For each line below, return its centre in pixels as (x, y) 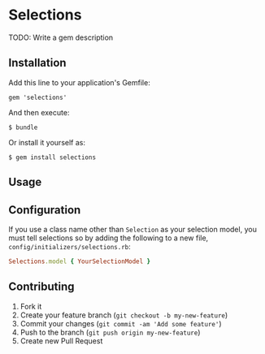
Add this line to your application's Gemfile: (79, 82)
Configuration (45, 210)
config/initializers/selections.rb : (70, 246)
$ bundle (23, 127)
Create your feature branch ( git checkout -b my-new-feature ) (124, 315)
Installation (37, 63)
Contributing (41, 287)
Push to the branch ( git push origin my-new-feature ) (110, 332)
